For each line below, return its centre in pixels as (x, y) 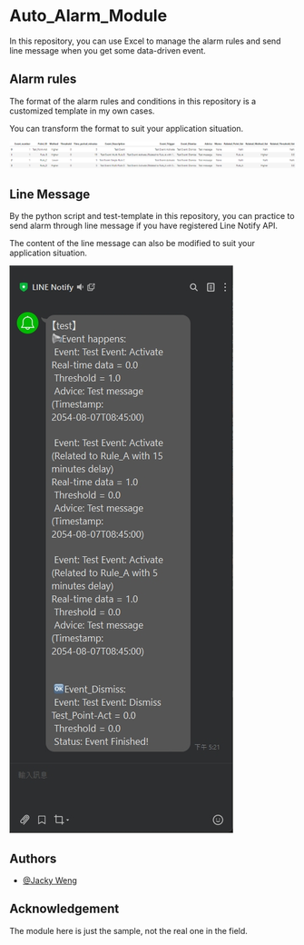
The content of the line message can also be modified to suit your (132, 244)
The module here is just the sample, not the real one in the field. (128, 930)
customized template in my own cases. (82, 111)
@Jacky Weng (49, 880)
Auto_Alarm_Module (88, 16)
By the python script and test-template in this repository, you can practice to (152, 216)
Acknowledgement (64, 909)
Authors (33, 858)
